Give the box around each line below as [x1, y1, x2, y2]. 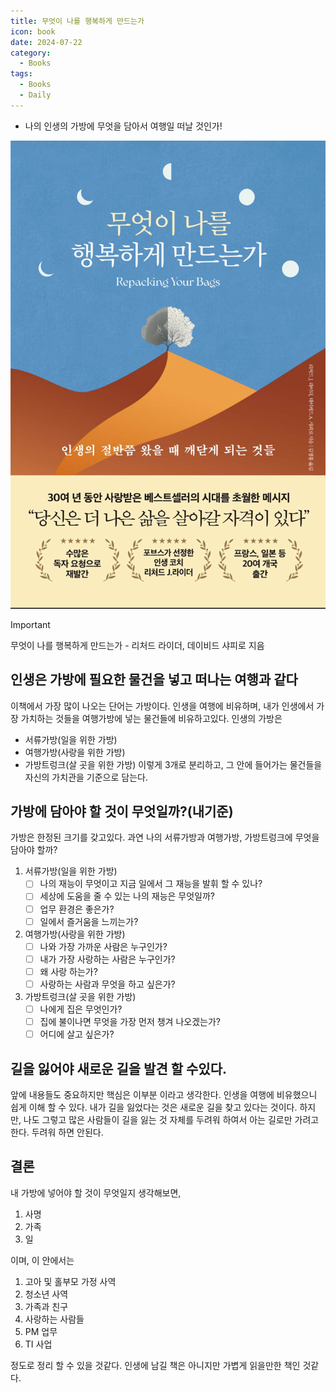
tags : [10, 69, 33, 79]
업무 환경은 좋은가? [39, 903, 115, 915]
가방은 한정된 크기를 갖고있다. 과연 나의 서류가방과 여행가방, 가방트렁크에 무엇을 [10, 831, 320, 844]
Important [10, 618, 51, 630]
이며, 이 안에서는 [10, 1254, 75, 1266]
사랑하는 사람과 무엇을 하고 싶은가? [39, 978, 176, 990]
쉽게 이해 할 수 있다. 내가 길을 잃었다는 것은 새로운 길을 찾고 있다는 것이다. [10, 1101, 298, 1113]
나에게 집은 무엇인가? [39, 1003, 123, 1015]
